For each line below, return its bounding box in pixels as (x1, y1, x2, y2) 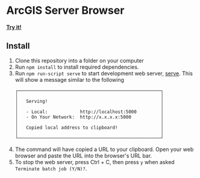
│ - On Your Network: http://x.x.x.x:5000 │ (14, 114, 164, 120)
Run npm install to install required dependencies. (14, 63, 139, 70)
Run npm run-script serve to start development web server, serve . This (14, 70, 193, 77)
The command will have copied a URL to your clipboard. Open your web (14, 146, 194, 153)
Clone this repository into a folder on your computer (14, 57, 145, 64)
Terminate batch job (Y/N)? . (14, 165, 87, 172)
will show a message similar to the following (14, 76, 125, 83)
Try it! (6, 23, 22, 31)
